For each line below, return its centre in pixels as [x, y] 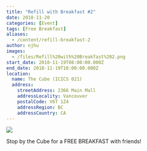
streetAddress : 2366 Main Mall [57, 91]
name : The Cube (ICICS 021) [47, 79]
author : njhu [23, 46]
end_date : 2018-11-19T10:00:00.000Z [52, 68]
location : [19, 74]
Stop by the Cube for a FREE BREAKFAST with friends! [74, 141]
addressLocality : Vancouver [52, 96]
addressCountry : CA [42, 113]
